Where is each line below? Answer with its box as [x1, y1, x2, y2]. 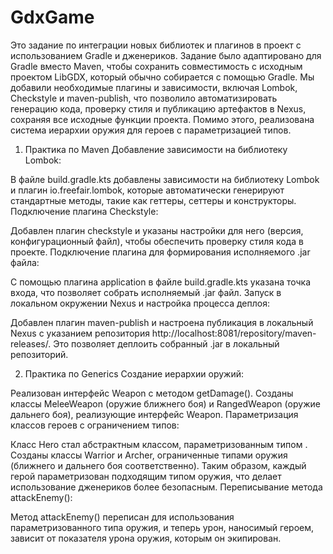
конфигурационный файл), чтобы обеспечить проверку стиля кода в [10, 235, 304, 247]
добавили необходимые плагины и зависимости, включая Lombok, [10, 81, 298, 93]
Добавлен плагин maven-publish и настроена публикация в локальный [10, 316, 314, 328]
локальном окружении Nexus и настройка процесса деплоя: [10, 297, 270, 309]
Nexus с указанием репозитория [10, 327, 150, 339]
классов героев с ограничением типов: [10, 419, 180, 431]
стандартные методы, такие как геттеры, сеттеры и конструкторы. [10, 194, 297, 206]
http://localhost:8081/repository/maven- [151, 327, 317, 339]
